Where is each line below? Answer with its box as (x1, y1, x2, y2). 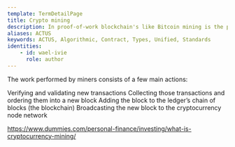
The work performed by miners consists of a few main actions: (7, 75, 188, 83)
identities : (7, 43, 42, 50)
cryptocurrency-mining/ (7, 132, 76, 140)
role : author (25, 56, 64, 63)
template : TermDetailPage (7, 10, 83, 17)
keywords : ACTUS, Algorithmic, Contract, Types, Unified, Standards (7, 36, 211, 43)
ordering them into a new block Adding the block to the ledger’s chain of (7, 96, 216, 104)
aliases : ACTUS (7, 29, 52, 37)
